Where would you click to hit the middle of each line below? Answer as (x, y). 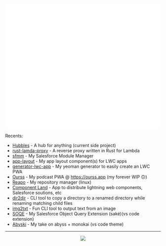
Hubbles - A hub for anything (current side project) (64, 145)
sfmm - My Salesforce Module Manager (53, 156)
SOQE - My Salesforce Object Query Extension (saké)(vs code (76, 214)
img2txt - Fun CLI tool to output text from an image (64, 208)
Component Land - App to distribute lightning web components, (77, 187)
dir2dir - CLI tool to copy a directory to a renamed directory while (79, 198)
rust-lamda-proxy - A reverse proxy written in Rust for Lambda (76, 150)
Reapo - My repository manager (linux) (52, 182)
